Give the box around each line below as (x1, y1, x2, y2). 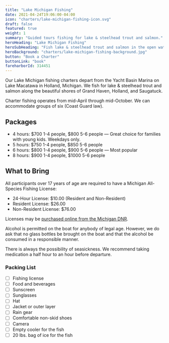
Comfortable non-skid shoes (12, 315, 72, 321)
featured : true (5, 26, 37, 31)
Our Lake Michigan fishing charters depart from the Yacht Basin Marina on (5, 77, 159, 83)
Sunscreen (12, 287, 35, 293)
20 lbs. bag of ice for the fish (12, 332, 73, 338)
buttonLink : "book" (5, 59, 46, 64)
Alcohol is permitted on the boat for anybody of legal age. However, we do (5, 225, 159, 231)
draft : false (5, 21, 33, 27)
